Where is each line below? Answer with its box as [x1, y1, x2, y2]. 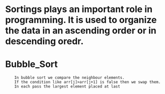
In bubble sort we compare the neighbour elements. [14, 75, 125, 80]
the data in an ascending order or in [5, 25, 157, 36]
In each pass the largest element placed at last [14, 84, 121, 89]
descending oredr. [5, 36, 84, 47]
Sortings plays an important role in [5, 4, 152, 15]
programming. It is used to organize [5, 14, 157, 26]
